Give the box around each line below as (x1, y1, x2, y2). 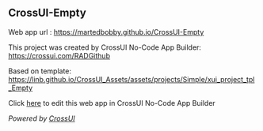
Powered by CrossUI (8, 114, 75, 123)
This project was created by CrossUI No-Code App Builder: (8, 43, 202, 52)
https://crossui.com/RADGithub (8, 51, 111, 60)
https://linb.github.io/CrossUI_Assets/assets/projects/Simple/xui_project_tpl (8, 74, 255, 84)
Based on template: (8, 66, 72, 76)
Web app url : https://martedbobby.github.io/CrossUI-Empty (8, 27, 204, 36)
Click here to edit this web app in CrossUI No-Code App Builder (8, 98, 215, 107)
